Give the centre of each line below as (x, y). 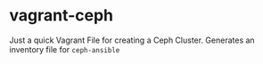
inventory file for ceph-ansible (65, 49)
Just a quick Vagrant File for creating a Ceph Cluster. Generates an (132, 40)
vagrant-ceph (62, 16)
